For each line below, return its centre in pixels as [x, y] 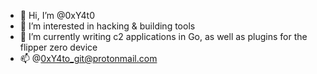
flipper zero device [58, 47]
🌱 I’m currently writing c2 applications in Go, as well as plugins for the [163, 36]
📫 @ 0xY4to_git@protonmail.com [88, 58]
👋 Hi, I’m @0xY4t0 [57, 15]
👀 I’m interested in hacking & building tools [107, 26]
